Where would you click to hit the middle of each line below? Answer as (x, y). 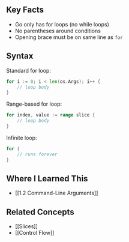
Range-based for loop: (34, 104)
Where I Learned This (47, 179)
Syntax (20, 56)
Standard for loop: (28, 70)
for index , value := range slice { (51, 115)
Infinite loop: (22, 138)
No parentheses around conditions (58, 31)
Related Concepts (40, 212)
